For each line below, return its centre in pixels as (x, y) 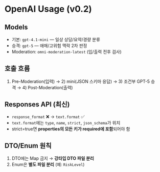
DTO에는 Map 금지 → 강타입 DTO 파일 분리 (53, 158)
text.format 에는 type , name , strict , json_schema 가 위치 (66, 123)
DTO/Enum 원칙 (28, 146)
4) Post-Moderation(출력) (47, 87)
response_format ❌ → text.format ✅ (48, 117)
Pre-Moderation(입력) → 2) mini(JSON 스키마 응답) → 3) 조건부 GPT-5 (81, 81)
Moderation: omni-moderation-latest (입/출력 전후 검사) (67, 52)
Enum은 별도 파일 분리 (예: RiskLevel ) (48, 165)
